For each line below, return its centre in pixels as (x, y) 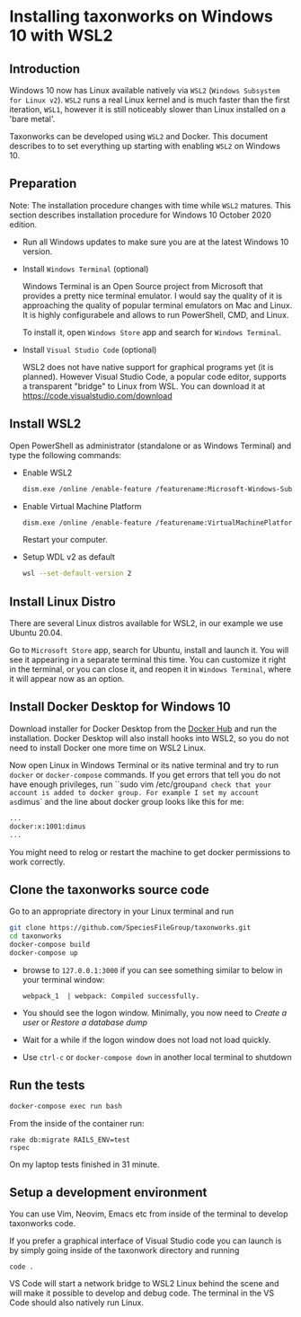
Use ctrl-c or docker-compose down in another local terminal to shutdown (157, 1056)
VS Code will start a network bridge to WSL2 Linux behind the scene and (144, 1284)
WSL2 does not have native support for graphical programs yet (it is (148, 367)
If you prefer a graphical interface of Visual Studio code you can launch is (146, 1241)
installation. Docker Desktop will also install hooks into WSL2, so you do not (149, 738)
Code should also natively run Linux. (76, 1303)
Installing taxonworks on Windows (142, 17)
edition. (23, 224)
